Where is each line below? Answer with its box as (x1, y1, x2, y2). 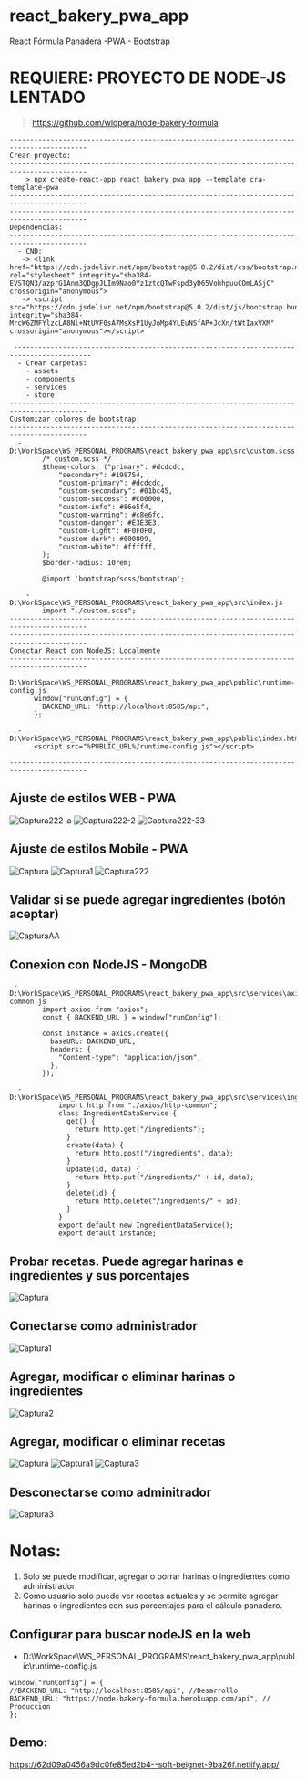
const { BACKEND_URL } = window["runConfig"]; (42, 1013, 222, 1022)
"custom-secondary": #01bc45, (57, 486, 173, 496)
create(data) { (66, 1141, 125, 1150)
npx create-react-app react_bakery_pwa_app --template (33, 174, 247, 183)
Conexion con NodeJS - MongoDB (9, 957, 208, 972)
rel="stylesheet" (9, 270, 76, 279)
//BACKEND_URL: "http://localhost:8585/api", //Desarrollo (9, 1686, 239, 1695)
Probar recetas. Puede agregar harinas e (9, 1253, 244, 1269)
